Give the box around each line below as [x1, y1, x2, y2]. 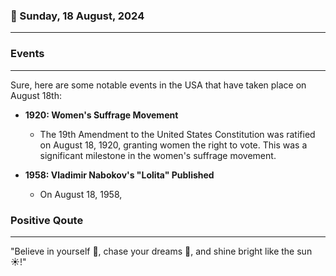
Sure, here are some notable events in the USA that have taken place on [10, 79, 307, 91]
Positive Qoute [10, 213, 84, 227]
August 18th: [10, 89, 62, 101]
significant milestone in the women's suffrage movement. [39, 149, 277, 161]
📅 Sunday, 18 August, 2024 [10, 9, 145, 23]
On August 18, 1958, [39, 188, 123, 200]
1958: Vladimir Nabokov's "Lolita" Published [24, 169, 215, 181]
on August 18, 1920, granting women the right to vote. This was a [39, 139, 308, 151]
